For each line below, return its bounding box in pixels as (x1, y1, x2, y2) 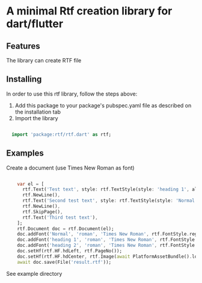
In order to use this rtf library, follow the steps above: (6, 90, 138, 97)
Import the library (14, 114, 58, 121)
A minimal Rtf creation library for (6, 4, 173, 18)
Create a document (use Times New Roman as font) (6, 164, 135, 171)
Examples (6, 148, 44, 159)
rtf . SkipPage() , (22, 208, 63, 215)
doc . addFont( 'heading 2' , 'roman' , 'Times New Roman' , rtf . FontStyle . (17, 242, 198, 249)
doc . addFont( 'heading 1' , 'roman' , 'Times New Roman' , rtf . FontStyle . (17, 237, 198, 243)
